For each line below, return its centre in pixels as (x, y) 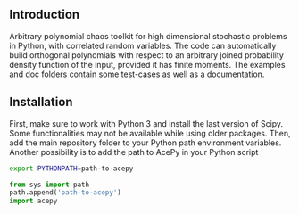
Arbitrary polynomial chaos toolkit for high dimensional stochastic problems (148, 36)
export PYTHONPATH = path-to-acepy (71, 169)
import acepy (33, 201)
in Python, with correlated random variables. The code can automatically (143, 45)
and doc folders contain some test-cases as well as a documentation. (137, 74)
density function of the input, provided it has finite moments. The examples (147, 64)
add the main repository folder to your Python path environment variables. (145, 143)
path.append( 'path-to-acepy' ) (66, 193)
